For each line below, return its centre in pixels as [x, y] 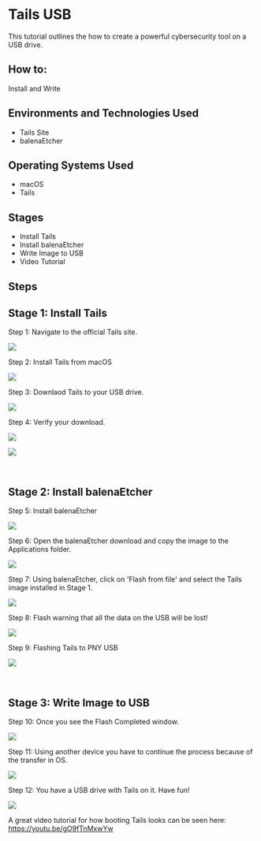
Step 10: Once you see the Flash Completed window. [94, 722]
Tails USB [40, 15]
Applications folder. [40, 549]
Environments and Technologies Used [104, 113]
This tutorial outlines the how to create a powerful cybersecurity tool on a [127, 36]
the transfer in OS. [38, 760]
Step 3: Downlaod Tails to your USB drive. [76, 393]
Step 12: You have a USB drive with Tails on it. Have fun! [99, 791]
